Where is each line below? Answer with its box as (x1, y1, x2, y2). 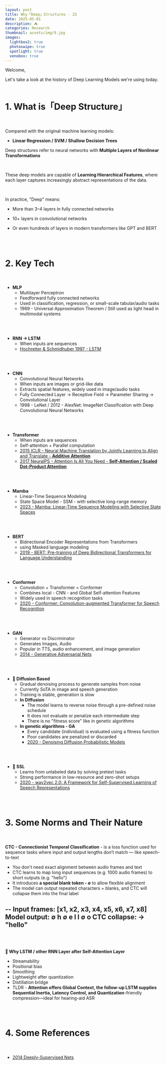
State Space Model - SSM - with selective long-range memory (19, 498, 147, 504)
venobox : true (9, 53, 39, 59)
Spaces (19, 509, 36, 515)
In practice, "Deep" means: (5, 197, 60, 203)
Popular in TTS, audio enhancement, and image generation (19, 646, 140, 652)
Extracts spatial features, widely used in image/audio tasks (19, 386, 140, 392)
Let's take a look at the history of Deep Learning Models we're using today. (5, 76, 159, 82)
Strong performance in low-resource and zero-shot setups (19, 774, 140, 780)
